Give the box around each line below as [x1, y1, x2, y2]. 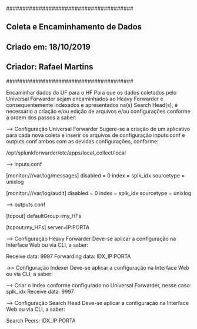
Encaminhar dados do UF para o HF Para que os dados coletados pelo [6, 89, 177, 96]
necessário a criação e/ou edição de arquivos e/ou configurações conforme [6, 108, 191, 115]
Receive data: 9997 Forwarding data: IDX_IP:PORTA [6, 253, 131, 260]
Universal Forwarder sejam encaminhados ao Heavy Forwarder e [6, 95, 163, 102]
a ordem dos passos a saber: [6, 114, 76, 121]
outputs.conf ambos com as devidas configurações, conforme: [6, 137, 159, 145]
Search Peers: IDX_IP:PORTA [6, 317, 76, 324]
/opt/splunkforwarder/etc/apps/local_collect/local [6, 149, 126, 156]
